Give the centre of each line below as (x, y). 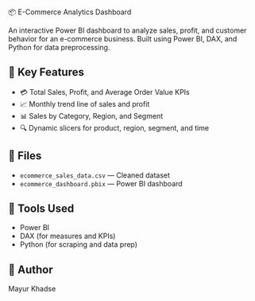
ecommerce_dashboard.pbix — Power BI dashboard (101, 183)
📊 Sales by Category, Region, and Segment (91, 115)
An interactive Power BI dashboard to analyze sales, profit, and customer (127, 30)
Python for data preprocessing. (59, 47)
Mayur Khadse (32, 289)
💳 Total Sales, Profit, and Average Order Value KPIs (104, 92)
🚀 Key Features (46, 72)
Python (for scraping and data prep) (78, 244)
